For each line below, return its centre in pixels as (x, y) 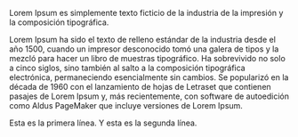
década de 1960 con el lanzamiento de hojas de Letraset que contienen (140, 87)
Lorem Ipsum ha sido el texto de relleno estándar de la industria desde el (142, 40)
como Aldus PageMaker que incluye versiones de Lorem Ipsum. (126, 105)
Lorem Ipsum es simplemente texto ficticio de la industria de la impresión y (146, 13)
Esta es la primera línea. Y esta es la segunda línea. (103, 123)
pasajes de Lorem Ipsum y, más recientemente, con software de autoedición (149, 96)
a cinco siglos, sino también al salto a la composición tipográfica (128, 68)
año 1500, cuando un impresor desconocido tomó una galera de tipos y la (144, 49)
